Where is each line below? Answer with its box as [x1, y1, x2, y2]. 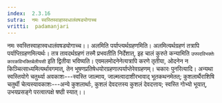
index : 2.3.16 [7, 10, 51, 17]
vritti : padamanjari [7, 23, 70, 30]
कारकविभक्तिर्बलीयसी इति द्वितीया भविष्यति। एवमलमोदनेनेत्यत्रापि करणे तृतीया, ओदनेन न [7, 57, 188, 65]
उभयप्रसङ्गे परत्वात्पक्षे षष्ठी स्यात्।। [7, 88, 86, 96]
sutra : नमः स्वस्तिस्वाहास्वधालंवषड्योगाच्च [7, 16, 97, 23]
